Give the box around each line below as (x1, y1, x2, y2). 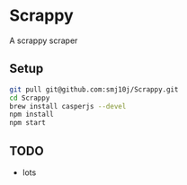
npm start (9, 119, 47, 128)
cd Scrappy (9, 93, 50, 102)
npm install (9, 110, 54, 119)
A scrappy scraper (9, 35, 78, 46)
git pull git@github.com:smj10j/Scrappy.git (9, 84, 179, 94)
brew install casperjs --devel (9, 101, 127, 110)
